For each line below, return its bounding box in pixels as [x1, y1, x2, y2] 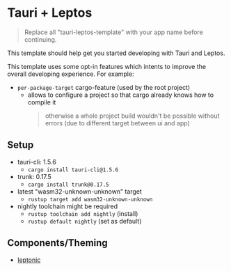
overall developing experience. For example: [7, 70, 134, 78]
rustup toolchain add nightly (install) [27, 209, 138, 217]
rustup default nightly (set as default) [27, 217, 142, 225]
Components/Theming [7, 237, 108, 249]
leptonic [17, 256, 41, 264]
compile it [27, 98, 56, 106]
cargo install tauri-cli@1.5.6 [27, 166, 119, 173]
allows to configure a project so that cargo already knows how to [27, 91, 214, 99]
